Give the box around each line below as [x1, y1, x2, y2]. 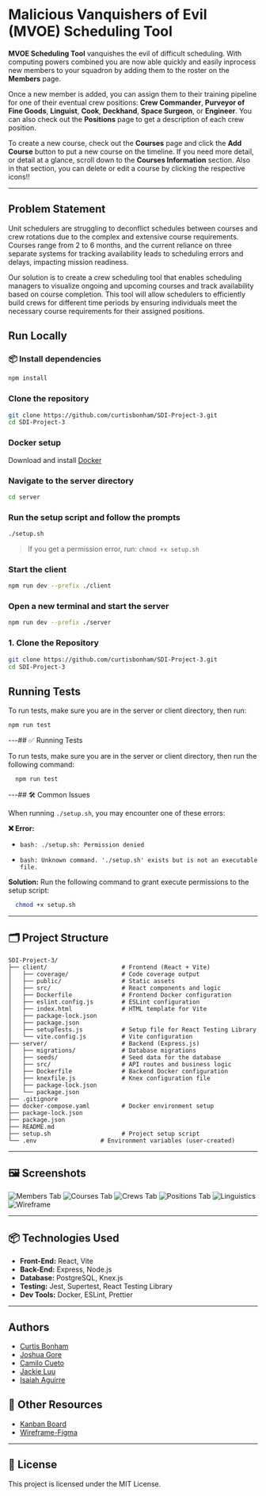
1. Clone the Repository [8, 637, 99, 649]
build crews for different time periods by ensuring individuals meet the [8, 297, 237, 307]
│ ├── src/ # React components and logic [8, 984, 222, 992]
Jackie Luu [19, 1367, 56, 1376]
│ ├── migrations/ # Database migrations [8, 1046, 196, 1054]
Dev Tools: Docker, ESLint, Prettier [19, 1290, 133, 1299]
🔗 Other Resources [8, 1398, 103, 1412]
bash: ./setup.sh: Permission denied [19, 840, 145, 849]
